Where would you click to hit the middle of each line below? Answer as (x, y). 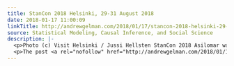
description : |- (31, 39)
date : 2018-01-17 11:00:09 (46, 20)
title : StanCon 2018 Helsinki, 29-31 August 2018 (81, 13)
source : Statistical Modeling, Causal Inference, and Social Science (110, 33)
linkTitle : (23, 26)
